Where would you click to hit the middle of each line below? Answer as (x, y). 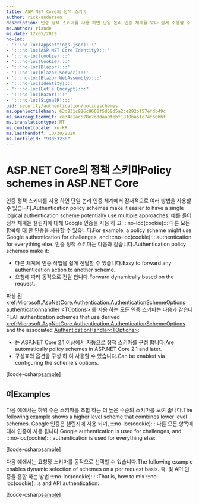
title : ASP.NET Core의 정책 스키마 (46, 12)
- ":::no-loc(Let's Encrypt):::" (48, 89)
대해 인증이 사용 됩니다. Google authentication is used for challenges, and (94, 431)
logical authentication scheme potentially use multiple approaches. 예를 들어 (99, 215)
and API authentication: (71, 483)
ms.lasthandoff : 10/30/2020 (41, 134)
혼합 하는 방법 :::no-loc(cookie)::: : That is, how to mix (81, 476)
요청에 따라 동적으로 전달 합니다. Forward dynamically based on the (94, 277)
